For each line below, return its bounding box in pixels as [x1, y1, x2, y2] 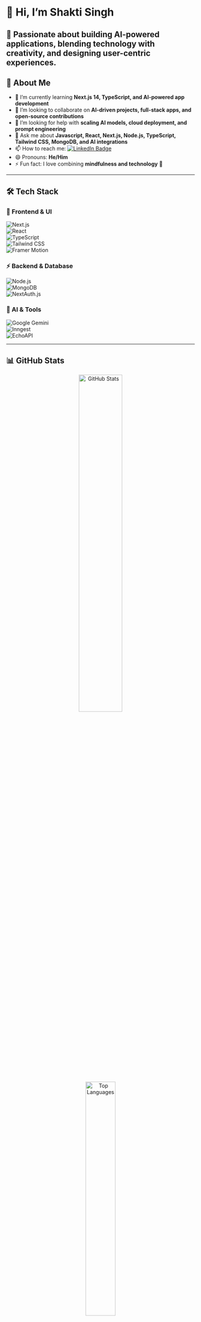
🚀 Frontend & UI [6, 207, 52, 215]
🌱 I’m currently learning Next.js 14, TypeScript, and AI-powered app [14, 94, 185, 101]
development [14, 100, 49, 107]
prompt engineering [14, 125, 66, 133]
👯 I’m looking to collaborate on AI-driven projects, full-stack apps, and [14, 106, 191, 113]
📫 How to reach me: [14, 145, 66, 152]
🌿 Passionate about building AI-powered [6, 29, 160, 40]
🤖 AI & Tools [6, 305, 42, 314]
